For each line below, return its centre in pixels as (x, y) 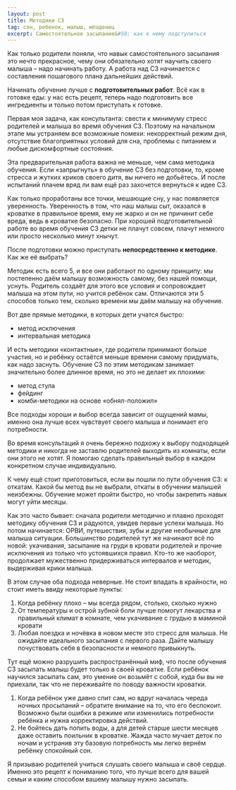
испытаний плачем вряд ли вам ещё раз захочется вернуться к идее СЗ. (117, 185)
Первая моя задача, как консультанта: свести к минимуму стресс (107, 119)
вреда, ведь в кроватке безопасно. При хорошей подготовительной (110, 221)
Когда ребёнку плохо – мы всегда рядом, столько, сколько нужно (117, 603)
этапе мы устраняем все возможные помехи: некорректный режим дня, (117, 134)
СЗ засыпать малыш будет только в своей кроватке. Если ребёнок (108, 669)
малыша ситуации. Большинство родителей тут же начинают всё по (111, 538)
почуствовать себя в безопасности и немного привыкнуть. (107, 648)
